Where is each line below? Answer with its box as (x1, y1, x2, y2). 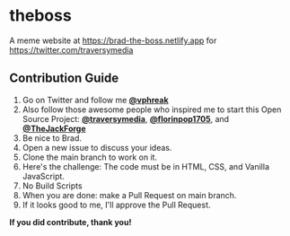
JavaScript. (22, 170, 66, 181)
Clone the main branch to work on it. (22, 152, 158, 162)
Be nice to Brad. (22, 132, 83, 144)
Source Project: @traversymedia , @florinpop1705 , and (22, 113, 230, 124)
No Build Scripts (22, 180, 83, 191)
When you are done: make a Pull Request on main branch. (22, 189, 237, 200)
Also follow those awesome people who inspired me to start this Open (22, 104, 282, 115)
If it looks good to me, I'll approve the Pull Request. (22, 199, 211, 210)
